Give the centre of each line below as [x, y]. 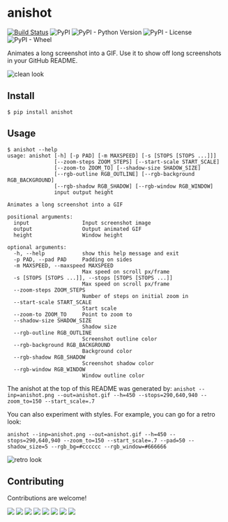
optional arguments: [37, 247]
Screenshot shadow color [118, 363]
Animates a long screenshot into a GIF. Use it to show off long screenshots [114, 53]
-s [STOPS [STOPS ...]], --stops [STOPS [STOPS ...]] [93, 278]
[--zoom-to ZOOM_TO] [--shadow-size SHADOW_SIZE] [127, 168]
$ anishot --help [32, 149]
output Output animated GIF [77, 229]
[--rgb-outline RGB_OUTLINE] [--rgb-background [124, 174]
